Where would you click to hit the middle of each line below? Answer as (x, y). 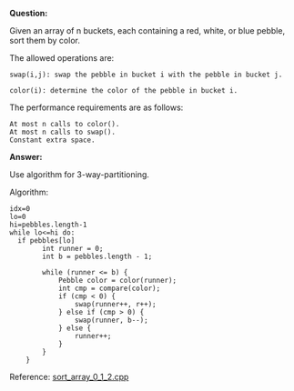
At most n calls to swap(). (63, 132)
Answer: (26, 157)
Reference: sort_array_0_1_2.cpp (69, 377)
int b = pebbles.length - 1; (97, 256)
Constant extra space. (52, 140)
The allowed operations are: (62, 58)
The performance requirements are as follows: (96, 107)
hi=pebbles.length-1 (49, 225)
